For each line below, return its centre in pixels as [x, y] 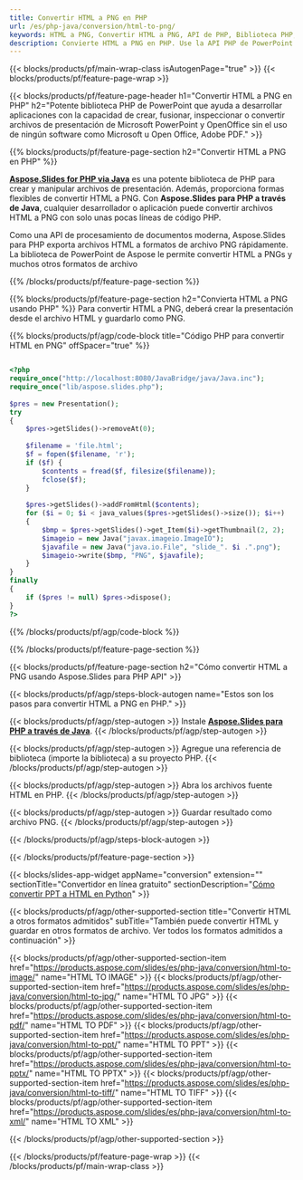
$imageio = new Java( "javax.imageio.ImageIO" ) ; [133, 538]
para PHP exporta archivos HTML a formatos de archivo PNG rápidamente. [149, 245]
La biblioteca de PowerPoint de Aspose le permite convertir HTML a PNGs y [151, 254]
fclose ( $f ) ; [65, 480]
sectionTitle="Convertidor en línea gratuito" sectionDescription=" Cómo [142, 884]
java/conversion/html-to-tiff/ [62, 1092]
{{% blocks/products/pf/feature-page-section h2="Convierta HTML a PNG [148, 299]
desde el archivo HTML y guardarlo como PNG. [97, 319]
